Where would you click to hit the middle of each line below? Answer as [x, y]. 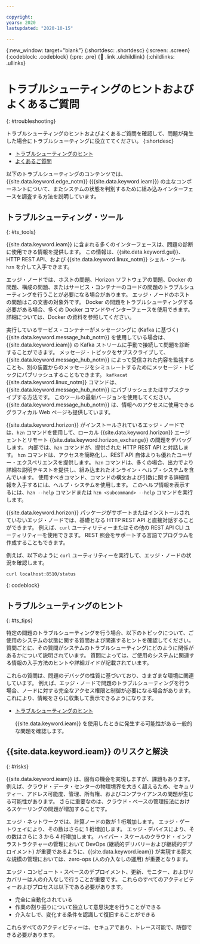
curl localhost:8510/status [41, 574]
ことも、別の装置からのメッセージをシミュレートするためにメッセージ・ [95, 367]
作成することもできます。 [37, 542]
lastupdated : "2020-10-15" [40, 28]
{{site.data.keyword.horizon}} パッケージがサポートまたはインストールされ [98, 512]
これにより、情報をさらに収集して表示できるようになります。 [81, 698]
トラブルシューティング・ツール [65, 217]
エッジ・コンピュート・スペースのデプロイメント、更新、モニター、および [97, 871]
